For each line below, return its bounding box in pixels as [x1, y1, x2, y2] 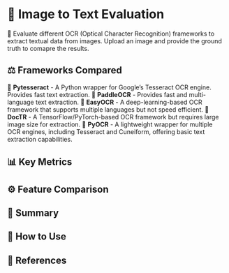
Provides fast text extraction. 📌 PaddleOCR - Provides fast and [7, 90, 188, 98]
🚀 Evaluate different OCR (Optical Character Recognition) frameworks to [7, 29, 215, 38]
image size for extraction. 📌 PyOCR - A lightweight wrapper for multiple [7, 120, 213, 128]
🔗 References [7, 254, 67, 266]
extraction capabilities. [7, 135, 73, 143]
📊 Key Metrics [7, 156, 73, 168]
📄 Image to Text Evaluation [7, 6, 165, 22]
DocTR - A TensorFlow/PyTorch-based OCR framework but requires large [7, 112, 219, 121]
